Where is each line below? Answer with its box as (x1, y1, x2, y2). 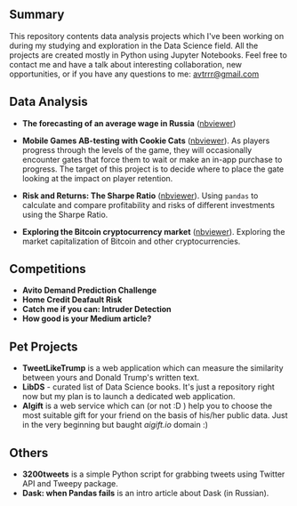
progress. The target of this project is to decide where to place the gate (21, 164, 285, 174)
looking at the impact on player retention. (21, 173, 173, 183)
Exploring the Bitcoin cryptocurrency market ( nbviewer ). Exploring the (21, 226, 285, 237)
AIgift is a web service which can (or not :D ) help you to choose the (21, 400, 273, 412)
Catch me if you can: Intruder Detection (21, 304, 172, 315)
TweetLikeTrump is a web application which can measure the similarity (21, 363, 284, 373)
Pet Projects (9, 339, 78, 354)
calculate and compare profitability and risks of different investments (21, 199, 276, 210)
